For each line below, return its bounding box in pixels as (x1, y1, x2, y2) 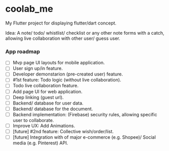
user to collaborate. (12, 117, 54, 123)
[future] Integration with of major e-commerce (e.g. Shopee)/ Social (12, 134, 156, 140)
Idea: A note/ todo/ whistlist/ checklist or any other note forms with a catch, (5, 30, 165, 36)
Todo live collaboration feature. (12, 83, 79, 89)
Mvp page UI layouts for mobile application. (12, 60, 105, 66)
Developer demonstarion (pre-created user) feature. (12, 71, 123, 77)
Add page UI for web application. (12, 88, 83, 94)
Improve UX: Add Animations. (12, 122, 75, 129)
